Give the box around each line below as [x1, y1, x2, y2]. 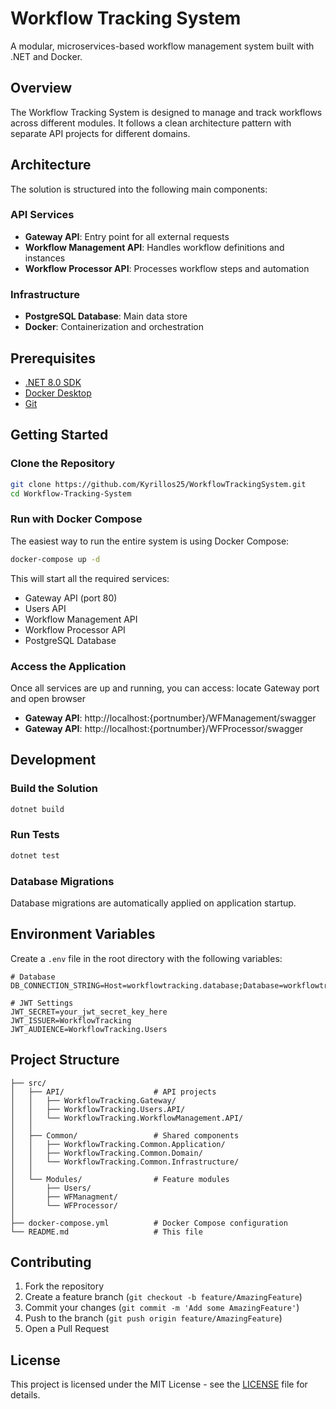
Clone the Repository [10, 457, 116, 471]
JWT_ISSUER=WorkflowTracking [10, 1015, 132, 1026]
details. [10, 1389, 41, 1401]
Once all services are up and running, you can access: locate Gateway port [10, 682, 320, 694]
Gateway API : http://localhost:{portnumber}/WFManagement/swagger [24, 712, 317, 724]
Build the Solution [10, 782, 98, 796]
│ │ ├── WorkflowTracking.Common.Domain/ [10, 1148, 203, 1158]
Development [10, 752, 97, 769]
